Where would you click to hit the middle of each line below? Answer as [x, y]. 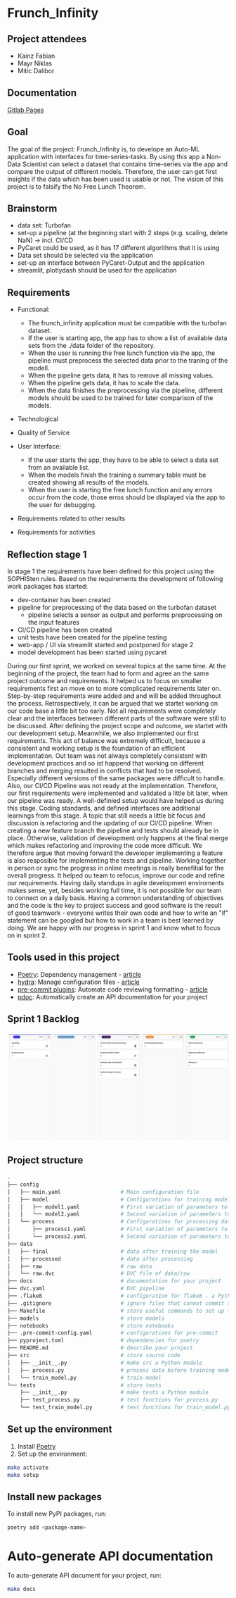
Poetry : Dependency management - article [79, 974]
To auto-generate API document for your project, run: [85, 1575]
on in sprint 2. [27, 935]
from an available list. [59, 468]
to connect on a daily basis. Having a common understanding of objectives [116, 898]
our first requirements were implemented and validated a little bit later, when [118, 793]
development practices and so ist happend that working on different [106, 763]
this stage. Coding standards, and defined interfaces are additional [104, 809]
